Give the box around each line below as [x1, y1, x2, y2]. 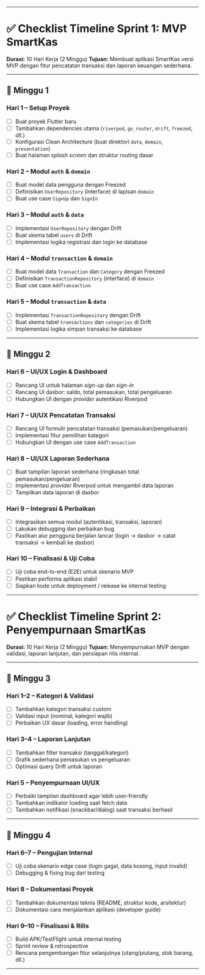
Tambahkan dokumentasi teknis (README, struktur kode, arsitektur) [15, 898, 187, 906]
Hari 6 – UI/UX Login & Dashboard [6, 367, 108, 376]
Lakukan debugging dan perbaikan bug [15, 525, 115, 533]
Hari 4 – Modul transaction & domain [6, 254, 113, 262]
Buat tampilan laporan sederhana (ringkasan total [15, 468, 139, 475]
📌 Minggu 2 [6, 349, 51, 360]
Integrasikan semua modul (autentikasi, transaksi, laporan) [15, 518, 163, 525]
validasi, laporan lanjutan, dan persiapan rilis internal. [6, 650, 140, 657]
